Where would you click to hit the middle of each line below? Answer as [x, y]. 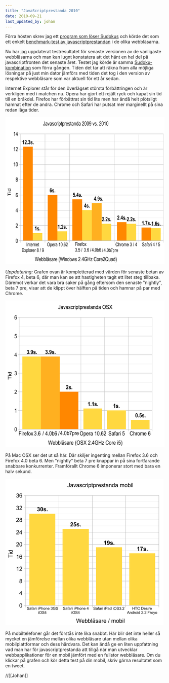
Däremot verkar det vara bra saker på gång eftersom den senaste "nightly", [84, 283]
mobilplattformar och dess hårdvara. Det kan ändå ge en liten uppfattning [82, 644]
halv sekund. [18, 472]
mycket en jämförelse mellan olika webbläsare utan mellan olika [71, 639]
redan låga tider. [22, 110]
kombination [18, 68]
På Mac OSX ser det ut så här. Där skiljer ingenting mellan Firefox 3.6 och [81, 455]
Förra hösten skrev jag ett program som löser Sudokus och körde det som [82, 37]
